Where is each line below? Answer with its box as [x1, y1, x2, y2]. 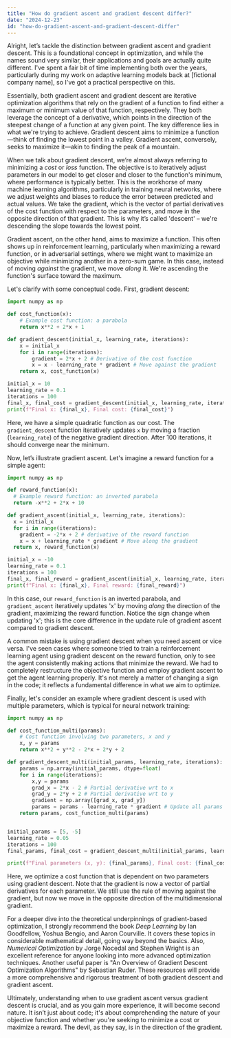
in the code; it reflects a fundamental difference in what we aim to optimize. [7, 680, 221, 689]
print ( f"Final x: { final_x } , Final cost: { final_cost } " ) [7, 406, 174, 413]
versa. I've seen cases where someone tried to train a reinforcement [7, 644, 201, 652]
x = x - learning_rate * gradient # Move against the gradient [32, 362, 217, 369]
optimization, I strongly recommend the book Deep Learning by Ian [7, 922, 197, 931]
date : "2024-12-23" [7, 17, 63, 23]
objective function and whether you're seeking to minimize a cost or [7, 1016, 200, 1024]
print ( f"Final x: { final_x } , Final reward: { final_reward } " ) [7, 582, 186, 589]
